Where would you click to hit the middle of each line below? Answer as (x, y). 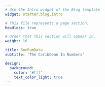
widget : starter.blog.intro (34, 14)
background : (22, 68)
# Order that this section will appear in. (51, 37)
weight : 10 (16, 41)
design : (13, 63)
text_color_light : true (38, 77)
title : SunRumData (24, 50)
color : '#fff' (28, 72)
